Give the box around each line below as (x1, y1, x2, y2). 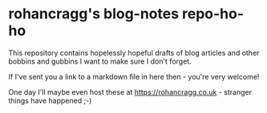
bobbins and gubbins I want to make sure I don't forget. (8, 56, 192, 66)
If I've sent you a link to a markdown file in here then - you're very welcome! (8, 72, 260, 81)
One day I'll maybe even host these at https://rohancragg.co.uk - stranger (8, 87, 253, 96)
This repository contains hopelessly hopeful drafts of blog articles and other (8, 48, 260, 57)
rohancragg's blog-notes (8, 5, 179, 23)
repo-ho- (181, 5, 245, 23)
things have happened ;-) (8, 95, 92, 105)
